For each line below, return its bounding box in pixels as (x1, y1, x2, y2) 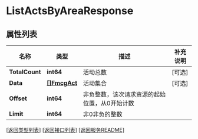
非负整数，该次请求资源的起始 (82, 90, 166, 98)
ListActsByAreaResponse (6, 4, 134, 18)
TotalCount (9, 68, 41, 76)
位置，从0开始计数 (82, 99, 134, 107)
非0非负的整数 (82, 110, 123, 118)
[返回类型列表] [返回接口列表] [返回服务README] (6, 127, 125, 133)
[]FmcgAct (47, 79, 78, 87)
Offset (9, 94, 28, 102)
